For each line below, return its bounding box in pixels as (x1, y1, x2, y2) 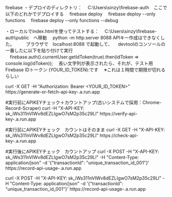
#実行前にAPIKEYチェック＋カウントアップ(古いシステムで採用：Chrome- (5, 100, 162, 105)
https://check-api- (100, 132, 139, 139)
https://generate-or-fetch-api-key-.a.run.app (5, 89, 100, 95)
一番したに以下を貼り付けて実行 (5, 48, 73, 53)
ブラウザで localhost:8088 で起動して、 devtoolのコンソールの (25, 41, 166, 47)
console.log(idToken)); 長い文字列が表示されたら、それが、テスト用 (5, 61, 153, 66)
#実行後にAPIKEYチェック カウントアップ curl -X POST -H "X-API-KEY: (5, 148, 159, 154)
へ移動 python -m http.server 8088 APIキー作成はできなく (33, 35, 161, 41)
